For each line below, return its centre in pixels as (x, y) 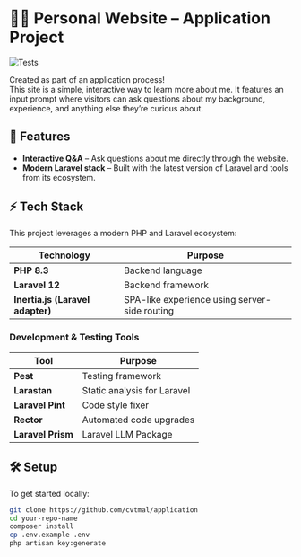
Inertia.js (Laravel (52, 299)
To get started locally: (49, 493)
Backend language (163, 270)
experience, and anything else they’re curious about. (107, 108)
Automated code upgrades (138, 420)
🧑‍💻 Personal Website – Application (140, 18)
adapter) (33, 311)
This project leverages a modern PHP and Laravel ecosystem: (123, 233)
